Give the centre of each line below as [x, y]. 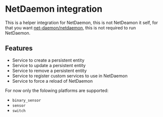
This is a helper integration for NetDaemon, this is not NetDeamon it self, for [81, 23]
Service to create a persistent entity [48, 60]
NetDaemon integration [54, 9]
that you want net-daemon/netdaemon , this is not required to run [70, 27]
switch [19, 111]
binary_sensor [26, 100]
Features [19, 48]
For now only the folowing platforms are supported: [57, 90]
